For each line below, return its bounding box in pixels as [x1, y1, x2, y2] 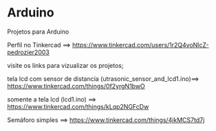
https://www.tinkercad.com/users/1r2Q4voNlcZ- [72, 40, 209, 49]
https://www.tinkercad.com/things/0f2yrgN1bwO [7, 82, 146, 90]
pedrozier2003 [7, 48, 50, 56]
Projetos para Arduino [7, 27, 69, 36]
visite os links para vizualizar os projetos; [7, 61, 124, 69]
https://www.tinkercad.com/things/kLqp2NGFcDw [7, 102, 149, 110]
